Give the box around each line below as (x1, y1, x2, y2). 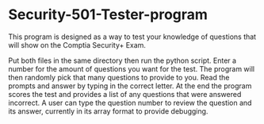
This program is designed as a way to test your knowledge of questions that (8, 32, 256, 41)
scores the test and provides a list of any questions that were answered (8, 89, 242, 99)
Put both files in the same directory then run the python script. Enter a (8, 56, 236, 65)
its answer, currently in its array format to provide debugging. (8, 106, 209, 116)
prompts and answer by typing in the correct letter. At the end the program (8, 81, 252, 91)
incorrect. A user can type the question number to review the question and (8, 98, 252, 107)
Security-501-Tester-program (8, 6, 209, 24)
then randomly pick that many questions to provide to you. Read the (8, 72, 230, 82)
